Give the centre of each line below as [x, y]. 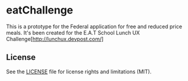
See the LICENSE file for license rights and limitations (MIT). [79, 72]
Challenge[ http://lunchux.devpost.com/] [55, 39]
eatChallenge [40, 10]
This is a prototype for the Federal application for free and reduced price [94, 26]
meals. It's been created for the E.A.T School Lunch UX [73, 32]
